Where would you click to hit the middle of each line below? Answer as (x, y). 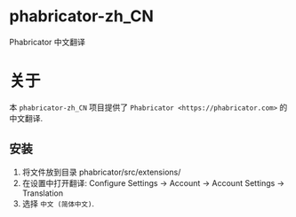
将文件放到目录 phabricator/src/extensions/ (101, 172)
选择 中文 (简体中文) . (58, 203)
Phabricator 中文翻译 (48, 42)
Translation (43, 193)
